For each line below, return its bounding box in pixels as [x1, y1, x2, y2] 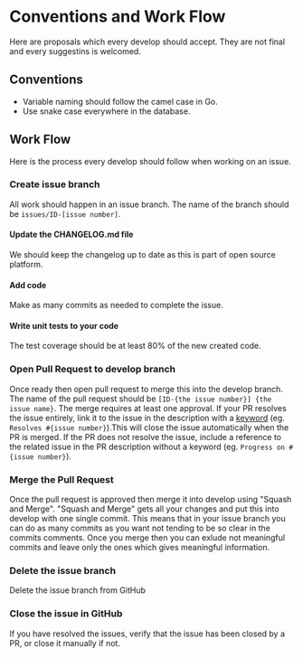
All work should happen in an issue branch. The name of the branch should [9, 199, 289, 210]
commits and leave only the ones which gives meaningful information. [9, 542, 270, 553]
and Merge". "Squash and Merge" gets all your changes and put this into [9, 503, 279, 514]
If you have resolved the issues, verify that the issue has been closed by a [9, 628, 286, 639]
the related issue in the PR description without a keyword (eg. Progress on [9, 441, 285, 452]
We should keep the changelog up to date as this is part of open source [9, 249, 276, 260]
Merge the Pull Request [9, 473, 115, 485]
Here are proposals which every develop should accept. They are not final [9, 36, 286, 47]
